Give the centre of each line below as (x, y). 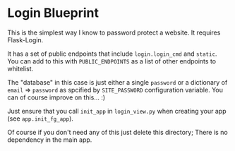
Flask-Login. (25, 40)
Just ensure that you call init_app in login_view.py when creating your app (117, 111)
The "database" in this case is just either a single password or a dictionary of (117, 82)
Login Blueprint (53, 13)
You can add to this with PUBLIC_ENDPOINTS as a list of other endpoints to (112, 61)
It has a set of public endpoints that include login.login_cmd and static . (112, 54)
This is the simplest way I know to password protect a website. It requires (114, 32)
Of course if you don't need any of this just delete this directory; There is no (117, 132)
